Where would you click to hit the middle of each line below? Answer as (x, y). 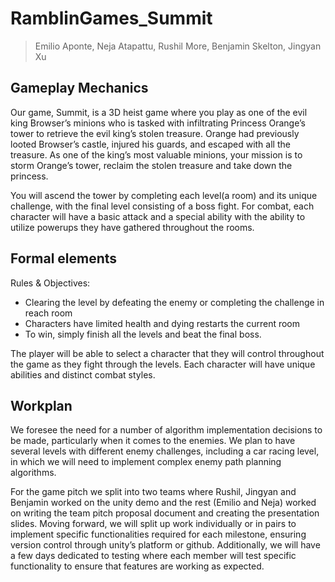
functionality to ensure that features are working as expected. (137, 566)
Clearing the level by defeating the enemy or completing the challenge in (174, 302)
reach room (48, 313)
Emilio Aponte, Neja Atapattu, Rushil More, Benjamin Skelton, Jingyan (178, 46)
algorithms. (33, 473)
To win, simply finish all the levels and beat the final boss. (143, 334)
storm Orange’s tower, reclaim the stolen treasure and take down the (151, 165)
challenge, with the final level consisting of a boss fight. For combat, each (162, 206)
